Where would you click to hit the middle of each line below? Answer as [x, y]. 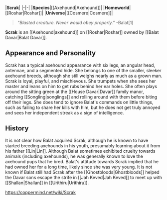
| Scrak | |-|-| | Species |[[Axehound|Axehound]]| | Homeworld [67, 8]
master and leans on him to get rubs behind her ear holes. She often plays [81, 86]
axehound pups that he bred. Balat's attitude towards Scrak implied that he [82, 161]
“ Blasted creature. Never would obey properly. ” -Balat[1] [75, 23]
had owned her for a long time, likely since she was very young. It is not [79, 167]
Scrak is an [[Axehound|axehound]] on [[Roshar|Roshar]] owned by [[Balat [82, 32]
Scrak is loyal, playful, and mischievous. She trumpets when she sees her [81, 81]
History [17, 129]
